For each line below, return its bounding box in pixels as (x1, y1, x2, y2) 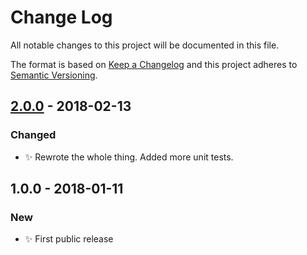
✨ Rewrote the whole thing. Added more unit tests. (24, 151, 234, 163)
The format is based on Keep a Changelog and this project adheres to (10, 58, 298, 70)
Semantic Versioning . (10, 69, 98, 81)
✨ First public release (24, 233, 114, 245)
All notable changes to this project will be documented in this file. (10, 39, 280, 51)
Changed (10, 128, 57, 142)
